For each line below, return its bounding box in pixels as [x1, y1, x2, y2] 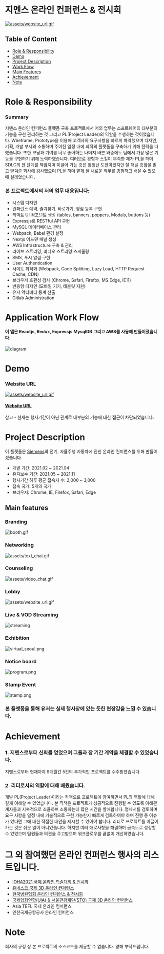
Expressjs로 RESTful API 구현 [12, 218, 70, 223]
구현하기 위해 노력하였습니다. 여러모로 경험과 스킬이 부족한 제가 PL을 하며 [14, 156, 154, 162]
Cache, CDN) [12, 271, 39, 277]
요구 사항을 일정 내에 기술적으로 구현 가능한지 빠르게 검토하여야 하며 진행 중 [5, 812, 148, 818]
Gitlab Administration [12, 295, 55, 301]
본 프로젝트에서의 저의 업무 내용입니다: [5, 187, 90, 194]
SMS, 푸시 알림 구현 [12, 254, 50, 260]
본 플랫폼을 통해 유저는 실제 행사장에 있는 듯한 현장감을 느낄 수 [5, 706, 142, 712]
